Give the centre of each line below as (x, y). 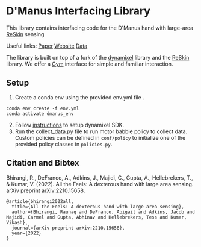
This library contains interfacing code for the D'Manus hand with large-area (100, 28)
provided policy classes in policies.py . (63, 144)
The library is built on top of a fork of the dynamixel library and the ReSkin (98, 57)
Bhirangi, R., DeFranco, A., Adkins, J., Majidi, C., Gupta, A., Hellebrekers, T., (100, 177)
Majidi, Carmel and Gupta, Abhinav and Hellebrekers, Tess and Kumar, (97, 217)
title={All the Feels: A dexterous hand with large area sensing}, (98, 207)
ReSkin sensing (25, 34)
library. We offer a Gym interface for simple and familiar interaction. (90, 64)
